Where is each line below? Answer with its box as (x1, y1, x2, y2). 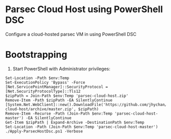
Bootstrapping (5, 49, 68, 60)
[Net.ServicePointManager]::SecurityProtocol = (5, 84, 108, 89)
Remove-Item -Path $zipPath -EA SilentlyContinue (5, 97, 113, 102)
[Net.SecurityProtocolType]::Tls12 (5, 89, 81, 94)
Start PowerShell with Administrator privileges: (12, 65, 110, 72)
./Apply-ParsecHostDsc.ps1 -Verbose (5, 128, 83, 134)
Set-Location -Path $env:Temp (5, 75, 70, 81)
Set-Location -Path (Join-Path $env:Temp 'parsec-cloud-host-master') (5, 124, 158, 129)
